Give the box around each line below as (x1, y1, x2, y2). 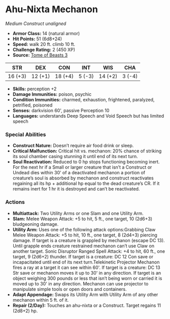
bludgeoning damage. (12, 221, 59, 227)
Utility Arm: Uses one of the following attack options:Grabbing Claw (12, 226, 156, 232)
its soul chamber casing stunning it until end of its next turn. (12, 153, 138, 159)
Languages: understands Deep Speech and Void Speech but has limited (12, 113, 164, 119)
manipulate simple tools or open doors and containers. (12, 286, 127, 292)
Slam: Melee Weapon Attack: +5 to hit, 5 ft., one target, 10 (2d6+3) (12, 216, 153, 222)
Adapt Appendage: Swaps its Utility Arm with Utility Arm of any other (12, 291, 158, 298)
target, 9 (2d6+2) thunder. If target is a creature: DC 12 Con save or (12, 253, 154, 259)
